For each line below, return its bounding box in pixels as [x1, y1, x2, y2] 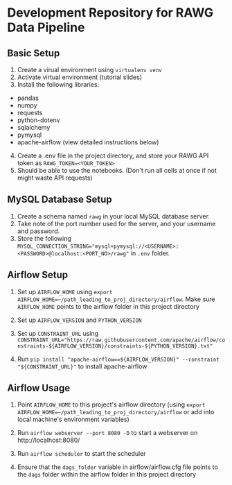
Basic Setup [7, 47, 60, 59]
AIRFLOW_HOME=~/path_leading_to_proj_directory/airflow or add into [17, 408, 215, 416]
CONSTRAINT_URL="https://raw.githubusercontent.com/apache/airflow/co [17, 337, 226, 343]
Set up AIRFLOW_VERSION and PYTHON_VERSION [17, 316, 142, 324]
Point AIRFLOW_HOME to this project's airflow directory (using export [17, 400, 206, 409]
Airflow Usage [7, 382, 71, 394]
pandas [17, 94, 39, 102]
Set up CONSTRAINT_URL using [17, 329, 99, 337]
